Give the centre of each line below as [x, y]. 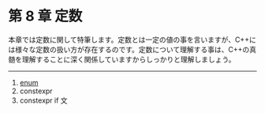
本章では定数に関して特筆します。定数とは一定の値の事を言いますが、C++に [132, 40]
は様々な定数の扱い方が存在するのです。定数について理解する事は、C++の [129, 49]
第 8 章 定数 [45, 16]
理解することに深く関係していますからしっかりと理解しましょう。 [129, 59]
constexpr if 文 [44, 100]
